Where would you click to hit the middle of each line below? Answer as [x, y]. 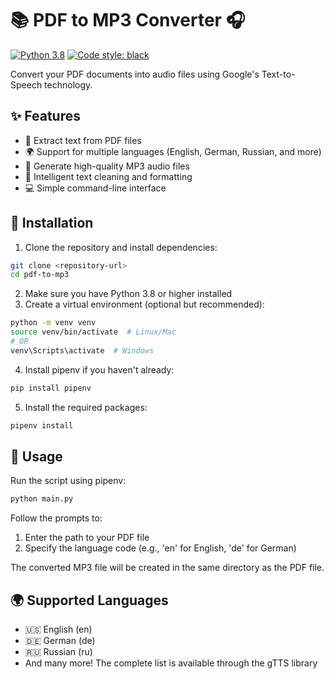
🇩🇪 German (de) [60, 641]
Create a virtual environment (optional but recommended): [144, 304]
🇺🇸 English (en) [58, 629]
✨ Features [45, 116]
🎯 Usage [36, 456]
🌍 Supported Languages [89, 600]
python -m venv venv [53, 323]
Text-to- [278, 74]
